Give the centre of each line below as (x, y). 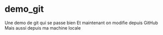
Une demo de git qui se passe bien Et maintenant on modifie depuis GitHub (81, 23)
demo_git (24, 9)
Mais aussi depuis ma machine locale (43, 28)
